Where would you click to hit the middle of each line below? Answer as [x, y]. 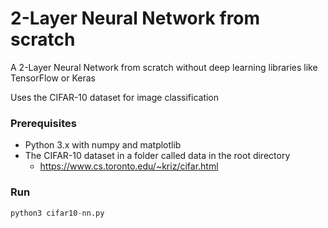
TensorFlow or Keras [53, 78]
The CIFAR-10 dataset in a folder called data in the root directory [157, 156]
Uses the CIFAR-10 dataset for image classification [115, 97]
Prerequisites [43, 123]
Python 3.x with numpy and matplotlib [103, 145]
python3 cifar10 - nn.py [57, 213]
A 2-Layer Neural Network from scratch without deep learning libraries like [164, 67]
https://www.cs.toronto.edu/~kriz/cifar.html [129, 166]
